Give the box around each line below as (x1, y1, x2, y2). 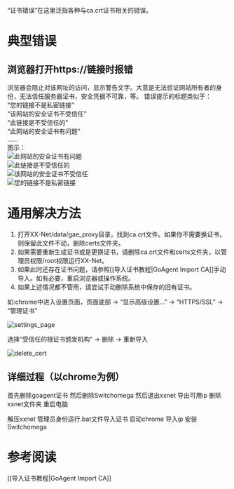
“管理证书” (7, 306, 38, 314)
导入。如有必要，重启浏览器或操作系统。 (17, 274, 135, 282)
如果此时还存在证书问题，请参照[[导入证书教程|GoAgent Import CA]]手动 (17, 265, 226, 274)
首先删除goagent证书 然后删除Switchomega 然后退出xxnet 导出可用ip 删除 (7, 391, 222, 399)
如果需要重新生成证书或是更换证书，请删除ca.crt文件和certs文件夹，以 (17, 248, 221, 256)
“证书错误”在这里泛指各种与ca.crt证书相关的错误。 (7, 6, 153, 14)
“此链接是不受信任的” (7, 119, 69, 126)
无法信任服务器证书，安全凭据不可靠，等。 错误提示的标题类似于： (19, 92, 212, 100)
